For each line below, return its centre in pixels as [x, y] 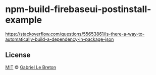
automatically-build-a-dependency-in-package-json [60, 39]
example [24, 20]
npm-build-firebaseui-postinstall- [78, 9]
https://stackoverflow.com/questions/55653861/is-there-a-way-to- [75, 34]
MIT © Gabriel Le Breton [31, 67]
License [18, 55]
